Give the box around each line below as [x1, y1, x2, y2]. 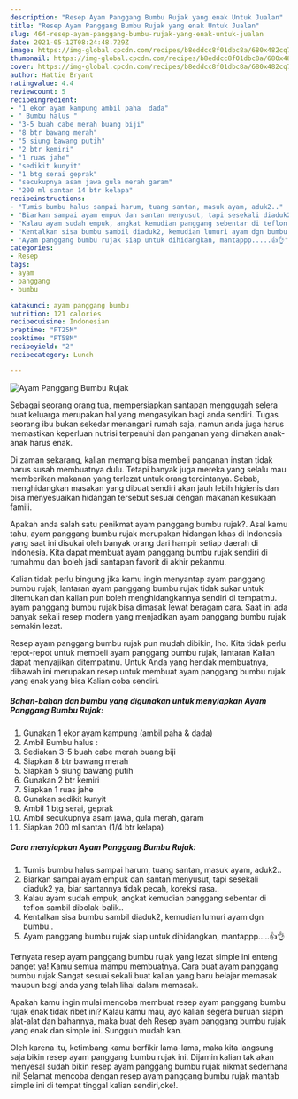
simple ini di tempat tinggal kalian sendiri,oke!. [10, 1080, 179, 1090]
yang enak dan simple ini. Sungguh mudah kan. [10, 1025, 183, 1035]
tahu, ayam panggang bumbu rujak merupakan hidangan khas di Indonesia [10, 528, 283, 539]
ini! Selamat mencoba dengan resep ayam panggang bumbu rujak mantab [10, 1070, 279, 1081]
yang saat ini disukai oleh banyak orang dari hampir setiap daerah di [10, 537, 259, 548]
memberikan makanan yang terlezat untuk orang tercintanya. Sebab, [10, 473, 260, 484]
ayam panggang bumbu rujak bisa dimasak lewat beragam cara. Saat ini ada [10, 602, 288, 612]
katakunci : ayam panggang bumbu [10, 300, 129, 310]
